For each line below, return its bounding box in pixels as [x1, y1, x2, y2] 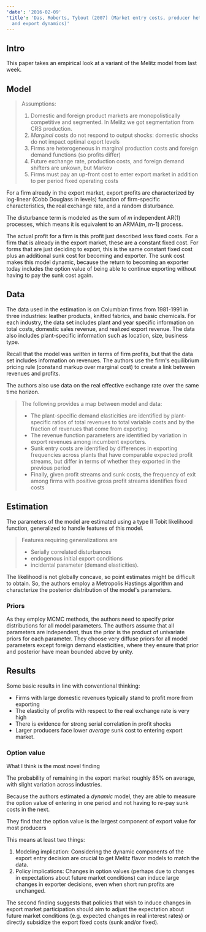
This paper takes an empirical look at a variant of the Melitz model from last [6, 60, 197, 67]
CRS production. [30, 125, 72, 132]
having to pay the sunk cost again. [6, 271, 93, 279]
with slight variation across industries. [6, 781, 102, 788]
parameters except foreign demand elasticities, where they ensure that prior [6, 641, 199, 648]
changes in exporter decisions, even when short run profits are [15, 880, 175, 888]
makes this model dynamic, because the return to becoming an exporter [6, 258, 189, 266]
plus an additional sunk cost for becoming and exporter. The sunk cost [6, 252, 185, 259]
